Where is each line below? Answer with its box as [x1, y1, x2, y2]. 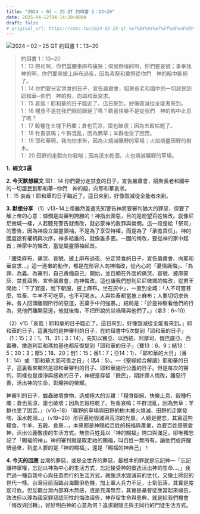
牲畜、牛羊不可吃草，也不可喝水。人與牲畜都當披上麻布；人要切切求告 [16, 292, 189, 299]
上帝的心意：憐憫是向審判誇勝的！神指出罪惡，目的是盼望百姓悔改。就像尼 [11, 212, 194, 219]
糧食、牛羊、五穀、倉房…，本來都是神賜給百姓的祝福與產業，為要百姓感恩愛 [6, 422, 193, 429]
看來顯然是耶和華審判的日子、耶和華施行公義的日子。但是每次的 [26, 364, 183, 371]
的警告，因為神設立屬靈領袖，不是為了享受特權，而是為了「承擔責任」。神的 [6, 227, 192, 234]
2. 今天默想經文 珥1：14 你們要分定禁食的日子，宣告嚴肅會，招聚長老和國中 [6, 177, 190, 185]
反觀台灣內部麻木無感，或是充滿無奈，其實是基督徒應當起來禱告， [32, 487, 194, 494]
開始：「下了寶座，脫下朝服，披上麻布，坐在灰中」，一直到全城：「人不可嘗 [6, 284, 186, 292]
